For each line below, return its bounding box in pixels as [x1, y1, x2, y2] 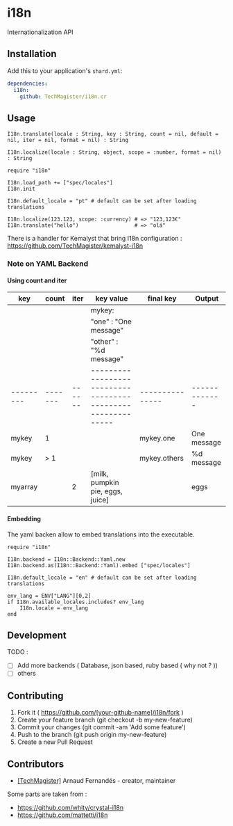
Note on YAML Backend [7, 259, 89, 269]
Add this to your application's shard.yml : [7, 66, 123, 74]
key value [95, 294, 128, 303]
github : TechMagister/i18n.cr [19, 93, 107, 100]
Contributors [7, 758, 64, 770]
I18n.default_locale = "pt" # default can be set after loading [7, 198, 197, 205]
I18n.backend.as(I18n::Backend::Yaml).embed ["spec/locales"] [7, 562, 191, 569]
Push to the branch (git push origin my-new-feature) [17, 731, 167, 739]
